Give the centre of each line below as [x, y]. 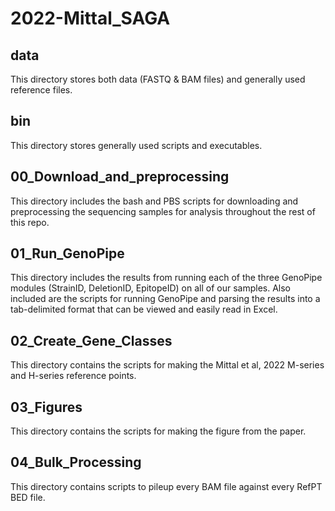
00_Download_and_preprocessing [120, 177]
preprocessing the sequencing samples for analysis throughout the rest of [163, 211]
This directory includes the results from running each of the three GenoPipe [166, 278]
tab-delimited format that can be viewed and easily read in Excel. [144, 309]
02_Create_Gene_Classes [91, 340]
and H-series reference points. [73, 376]
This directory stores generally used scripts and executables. [136, 145]
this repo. [30, 222]
